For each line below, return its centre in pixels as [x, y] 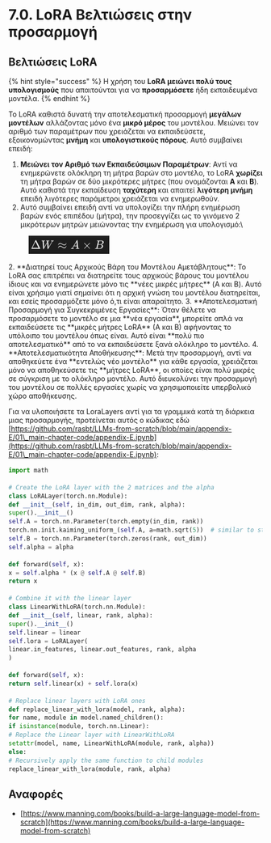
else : [17, 752]
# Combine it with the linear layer [70, 599]
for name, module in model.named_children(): [86, 718]
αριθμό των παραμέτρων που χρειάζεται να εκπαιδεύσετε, [107, 131]
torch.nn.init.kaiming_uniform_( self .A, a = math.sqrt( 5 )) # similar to [131, 530]
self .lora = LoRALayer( [48, 641]
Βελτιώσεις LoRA [53, 62]
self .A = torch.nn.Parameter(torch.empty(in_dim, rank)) [106, 522]
